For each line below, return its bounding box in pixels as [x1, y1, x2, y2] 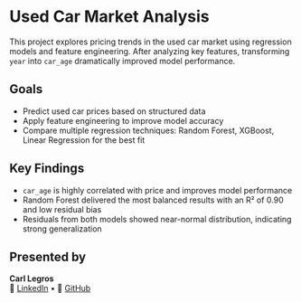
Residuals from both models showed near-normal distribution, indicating [22, 213, 292, 224]
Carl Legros [9, 273, 54, 284]
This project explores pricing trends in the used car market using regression [9, 36, 292, 47]
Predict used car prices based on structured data [22, 106, 206, 117]
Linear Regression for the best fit [22, 134, 146, 146]
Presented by [9, 249, 87, 264]
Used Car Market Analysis [9, 6, 210, 27]
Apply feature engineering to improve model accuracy [22, 115, 224, 126]
